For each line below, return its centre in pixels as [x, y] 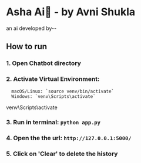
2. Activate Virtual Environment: [53, 79]
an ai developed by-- [31, 28]
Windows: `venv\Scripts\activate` [53, 96]
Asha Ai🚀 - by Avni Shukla [71, 12]
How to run [27, 47]
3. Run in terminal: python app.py [53, 123]
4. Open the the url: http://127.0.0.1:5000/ [69, 138]
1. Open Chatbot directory [43, 63]
